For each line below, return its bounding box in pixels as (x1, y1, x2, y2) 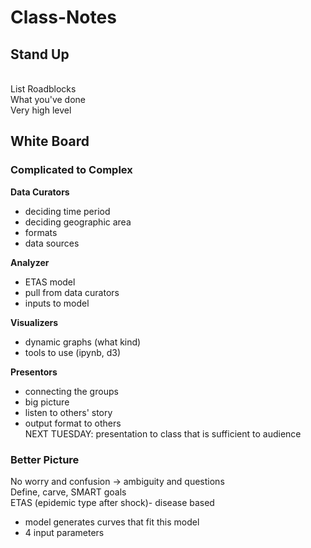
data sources (24, 237, 80, 249)
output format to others (24, 417, 122, 429)
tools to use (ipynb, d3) (24, 346, 122, 358)
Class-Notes (10, 6, 117, 29)
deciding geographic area (24, 216, 132, 228)
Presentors (10, 366, 58, 378)
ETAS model (24, 276, 76, 288)
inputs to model (24, 297, 90, 309)
